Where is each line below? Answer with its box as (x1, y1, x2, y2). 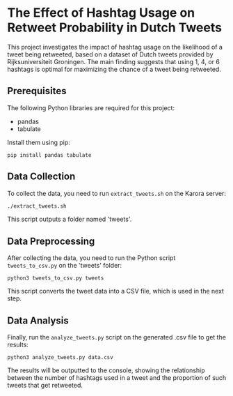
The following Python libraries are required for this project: (7, 103, 175, 112)
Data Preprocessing (7, 235, 95, 247)
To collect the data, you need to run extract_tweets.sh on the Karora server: (7, 189, 226, 197)
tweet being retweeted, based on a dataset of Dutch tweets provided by (7, 50, 214, 59)
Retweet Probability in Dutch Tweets (7, 20, 223, 36)
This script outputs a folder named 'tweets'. (7, 215, 132, 224)
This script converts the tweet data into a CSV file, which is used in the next (7, 287, 225, 296)
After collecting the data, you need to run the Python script (7, 254, 176, 262)
